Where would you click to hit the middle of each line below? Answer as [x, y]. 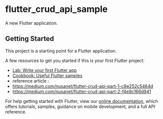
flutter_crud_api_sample [57, 9]
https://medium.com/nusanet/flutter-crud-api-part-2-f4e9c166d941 [81, 91]
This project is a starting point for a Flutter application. [61, 50]
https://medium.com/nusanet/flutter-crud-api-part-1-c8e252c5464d [83, 86]
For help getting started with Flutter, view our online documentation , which [82, 101]
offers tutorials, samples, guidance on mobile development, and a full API [80, 106]
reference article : [31, 80]
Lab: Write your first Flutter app [45, 70]
